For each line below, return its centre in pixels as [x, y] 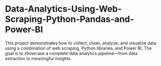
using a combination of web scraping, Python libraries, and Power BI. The [78, 48]
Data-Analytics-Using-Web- [64, 9]
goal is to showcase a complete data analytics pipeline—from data [71, 53]
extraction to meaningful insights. [38, 58]
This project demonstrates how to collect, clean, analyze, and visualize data [81, 43]
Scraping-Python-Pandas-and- [70, 19]
